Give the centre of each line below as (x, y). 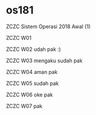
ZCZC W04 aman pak (32, 72)
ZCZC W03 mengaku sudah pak (44, 60)
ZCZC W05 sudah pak (33, 83)
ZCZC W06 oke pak (30, 94)
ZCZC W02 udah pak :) (33, 49)
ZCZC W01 (19, 38)
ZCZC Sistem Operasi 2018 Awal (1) (48, 26)
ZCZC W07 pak (24, 106)
